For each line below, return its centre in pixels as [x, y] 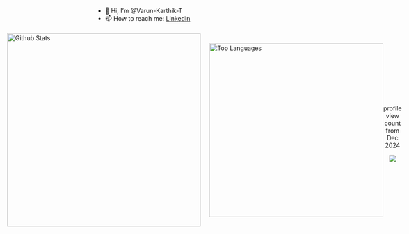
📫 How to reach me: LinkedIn [147, 18]
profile [392, 108]
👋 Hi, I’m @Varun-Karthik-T [144, 11]
